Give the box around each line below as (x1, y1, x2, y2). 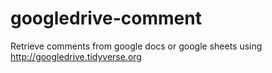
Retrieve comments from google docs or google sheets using (10, 40, 263, 52)
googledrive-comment (10, 7, 202, 30)
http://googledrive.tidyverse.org (10, 50, 142, 62)
